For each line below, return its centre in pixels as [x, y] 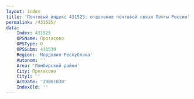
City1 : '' [29, 76]
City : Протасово [37, 71]
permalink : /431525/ [31, 22]
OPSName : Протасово [40, 38]
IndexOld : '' [33, 87]
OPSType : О [30, 44]
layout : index [23, 11]
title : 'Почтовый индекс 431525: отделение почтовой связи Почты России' [98, 17]
